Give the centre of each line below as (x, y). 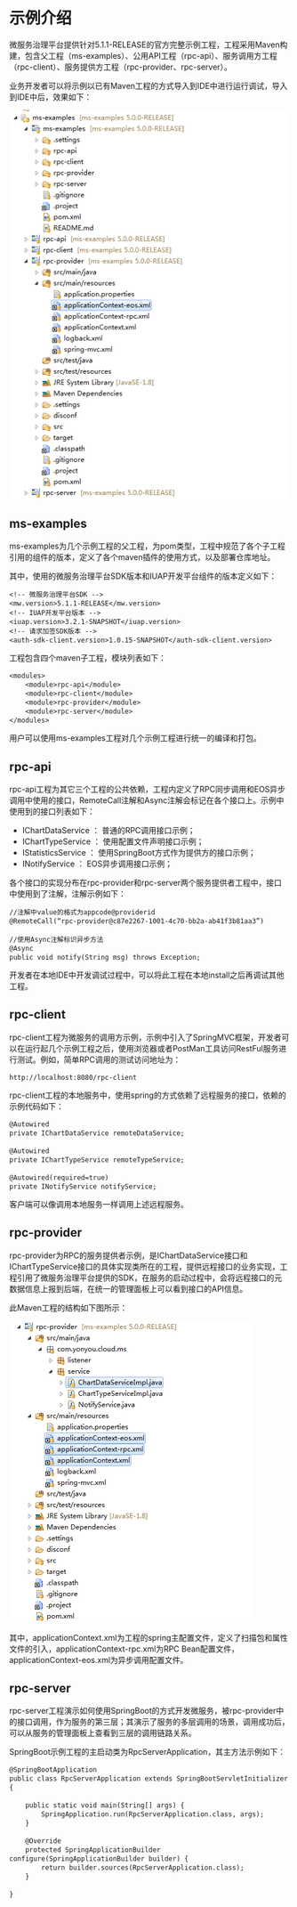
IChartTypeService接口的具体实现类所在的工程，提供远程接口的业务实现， (144, 1266)
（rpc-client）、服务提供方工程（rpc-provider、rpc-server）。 (121, 67)
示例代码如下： (36, 1106)
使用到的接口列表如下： (52, 812)
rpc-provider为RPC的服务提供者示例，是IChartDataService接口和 (128, 1255)
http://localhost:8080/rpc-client (73, 1077)
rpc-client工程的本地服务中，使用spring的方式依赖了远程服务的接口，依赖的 (148, 1095)
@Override (44, 1841)
